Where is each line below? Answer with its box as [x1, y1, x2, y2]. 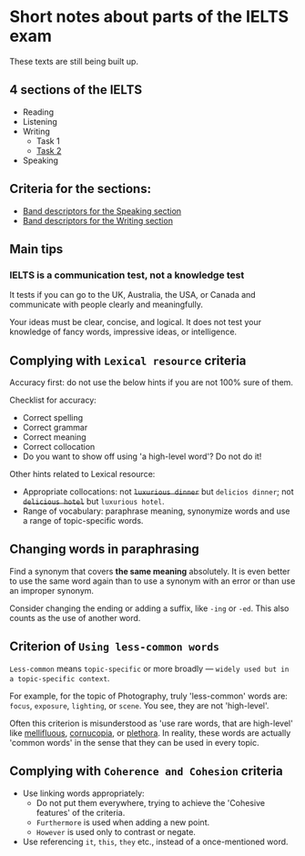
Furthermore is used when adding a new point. [36, 817, 210, 828]
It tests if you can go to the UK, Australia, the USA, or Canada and [9, 290, 257, 301]
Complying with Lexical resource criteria [9, 352, 247, 368]
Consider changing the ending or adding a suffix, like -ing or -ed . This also [9, 603, 290, 614]
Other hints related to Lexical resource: [9, 469, 156, 480]
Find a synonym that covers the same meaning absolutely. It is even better [9, 566, 290, 576]
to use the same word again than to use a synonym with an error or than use [9, 576, 296, 586]
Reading [22, 107, 55, 117]
